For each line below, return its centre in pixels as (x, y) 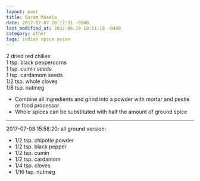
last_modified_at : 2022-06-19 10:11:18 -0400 (63, 28)
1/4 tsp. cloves (32, 166)
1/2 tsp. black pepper (41, 147)
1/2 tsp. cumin (32, 153)
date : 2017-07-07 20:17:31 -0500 (48, 23)
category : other (26, 34)
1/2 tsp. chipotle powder (44, 140)
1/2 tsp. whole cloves (32, 81)
